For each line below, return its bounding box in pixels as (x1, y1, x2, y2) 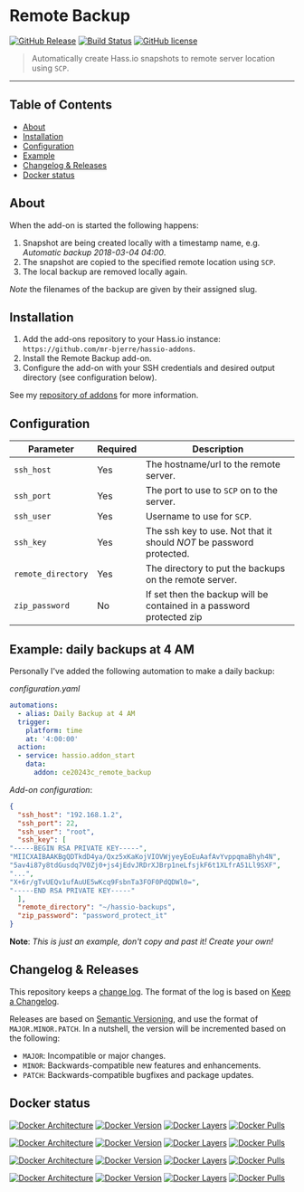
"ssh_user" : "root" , (17, 827, 95, 836)
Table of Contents (9, 97, 113, 113)
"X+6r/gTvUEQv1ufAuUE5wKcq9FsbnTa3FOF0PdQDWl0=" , (9, 877, 201, 887)
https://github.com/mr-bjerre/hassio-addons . (22, 343, 196, 354)
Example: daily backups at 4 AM (9, 642, 195, 657)
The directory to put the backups (145, 562, 286, 575)
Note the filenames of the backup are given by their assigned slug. (9, 283, 258, 294)
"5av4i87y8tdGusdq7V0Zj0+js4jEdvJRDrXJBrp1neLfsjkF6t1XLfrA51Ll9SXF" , (9, 861, 281, 870)
